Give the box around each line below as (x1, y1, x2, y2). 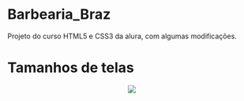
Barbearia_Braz (7, 5, 111, 23)
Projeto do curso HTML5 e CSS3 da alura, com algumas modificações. (7, 31, 238, 41)
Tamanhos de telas (7, 59, 135, 77)
